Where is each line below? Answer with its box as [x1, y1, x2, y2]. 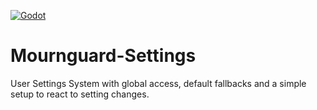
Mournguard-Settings [10, 45, 197, 67]
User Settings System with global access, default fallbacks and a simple [10, 77, 307, 89]
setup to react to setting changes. [10, 88, 150, 100]
